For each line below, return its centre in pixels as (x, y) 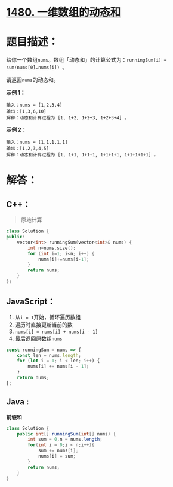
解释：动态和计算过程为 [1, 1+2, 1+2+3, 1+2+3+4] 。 (68, 118)
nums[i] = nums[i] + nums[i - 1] (56, 332)
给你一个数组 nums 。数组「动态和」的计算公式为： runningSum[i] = (86, 60)
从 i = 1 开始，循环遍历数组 (48, 317)
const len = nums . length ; (49, 355)
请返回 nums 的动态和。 (33, 80)
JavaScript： (31, 302)
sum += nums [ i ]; (58, 451)
